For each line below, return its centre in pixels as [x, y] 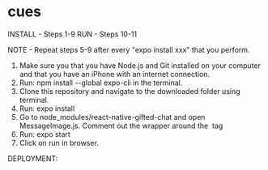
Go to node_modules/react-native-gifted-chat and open [112, 117]
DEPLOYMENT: [33, 158]
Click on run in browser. [59, 142]
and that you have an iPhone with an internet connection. [115, 74]
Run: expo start [45, 134]
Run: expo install [47, 108]
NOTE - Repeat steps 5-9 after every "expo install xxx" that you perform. [129, 49]
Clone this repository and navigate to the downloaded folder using [130, 91]
